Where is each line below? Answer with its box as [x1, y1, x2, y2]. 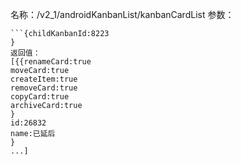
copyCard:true [10, 92, 70, 102]
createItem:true [10, 74, 78, 84]
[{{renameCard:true [10, 57, 92, 67]
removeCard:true [10, 83, 78, 93]
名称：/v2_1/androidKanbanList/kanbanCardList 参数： [10, 9, 235, 20]
